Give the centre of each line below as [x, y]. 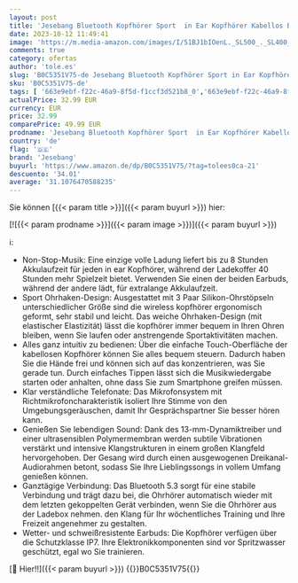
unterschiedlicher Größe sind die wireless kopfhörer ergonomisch [142, 307]
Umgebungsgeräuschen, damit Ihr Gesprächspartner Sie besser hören [151, 411]
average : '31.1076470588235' [63, 183]
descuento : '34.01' [45, 174]
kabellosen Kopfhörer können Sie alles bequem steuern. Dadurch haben [153, 354]
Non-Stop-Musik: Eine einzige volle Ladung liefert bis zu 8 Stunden [145, 260]
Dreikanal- [269, 458]
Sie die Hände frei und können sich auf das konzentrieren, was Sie [144, 363]
